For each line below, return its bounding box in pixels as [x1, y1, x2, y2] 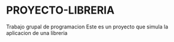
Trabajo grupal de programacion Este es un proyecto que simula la [6, 23, 169, 30]
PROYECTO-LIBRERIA [6, 4, 115, 17]
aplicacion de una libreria [6, 29, 68, 36]
